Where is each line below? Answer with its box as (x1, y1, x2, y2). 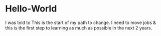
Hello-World (5, 3, 57, 14)
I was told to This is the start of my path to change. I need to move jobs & (5, 19, 156, 25)
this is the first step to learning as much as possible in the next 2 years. (5, 24, 152, 30)
